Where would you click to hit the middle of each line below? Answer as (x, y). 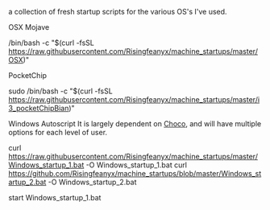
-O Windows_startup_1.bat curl (137, 165)
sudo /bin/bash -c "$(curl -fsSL (60, 91)
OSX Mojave (29, 27)
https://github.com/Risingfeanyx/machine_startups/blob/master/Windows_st (135, 173)
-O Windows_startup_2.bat (92, 182)
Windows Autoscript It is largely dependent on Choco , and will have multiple (135, 124)
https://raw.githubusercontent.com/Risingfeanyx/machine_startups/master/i (134, 99)
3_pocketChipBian (39, 108)
